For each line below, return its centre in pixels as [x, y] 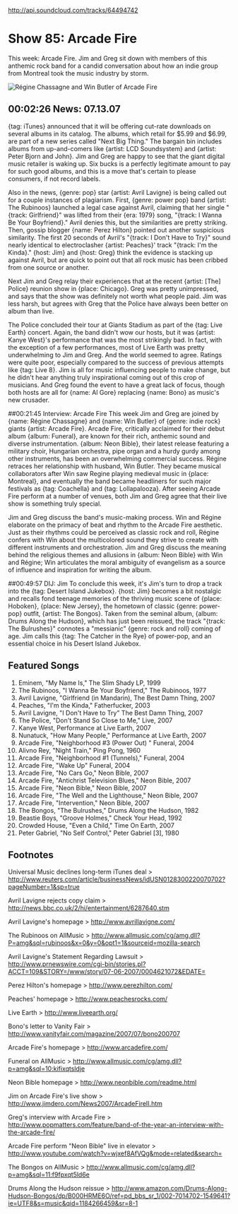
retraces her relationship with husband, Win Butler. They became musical [114, 466]
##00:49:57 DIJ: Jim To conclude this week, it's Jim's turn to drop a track [115, 583]
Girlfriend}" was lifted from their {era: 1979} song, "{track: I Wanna [125, 215]
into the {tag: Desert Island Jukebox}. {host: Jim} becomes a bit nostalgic [115, 591]
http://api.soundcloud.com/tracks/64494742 [73, 10]
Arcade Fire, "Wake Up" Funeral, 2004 [74, 765]
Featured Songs [44, 666]
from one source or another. [49, 267]
